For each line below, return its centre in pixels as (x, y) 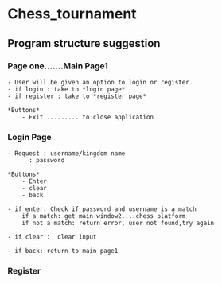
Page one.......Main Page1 (58, 66)
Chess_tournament (72, 14)
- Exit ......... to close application (88, 117)
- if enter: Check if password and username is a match (102, 209)
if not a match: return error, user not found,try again (118, 224)
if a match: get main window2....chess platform (104, 216)
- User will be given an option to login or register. (100, 82)
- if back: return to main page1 (63, 251)
